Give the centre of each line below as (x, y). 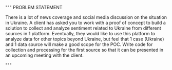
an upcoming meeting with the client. (44, 55)
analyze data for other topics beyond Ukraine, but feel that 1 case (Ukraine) (85, 39)
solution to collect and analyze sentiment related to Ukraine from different (83, 28)
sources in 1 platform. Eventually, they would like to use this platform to (80, 33)
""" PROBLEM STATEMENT (34, 7)
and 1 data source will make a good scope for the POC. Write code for (79, 44)
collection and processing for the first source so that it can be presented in (84, 50)
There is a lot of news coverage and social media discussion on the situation (86, 17)
